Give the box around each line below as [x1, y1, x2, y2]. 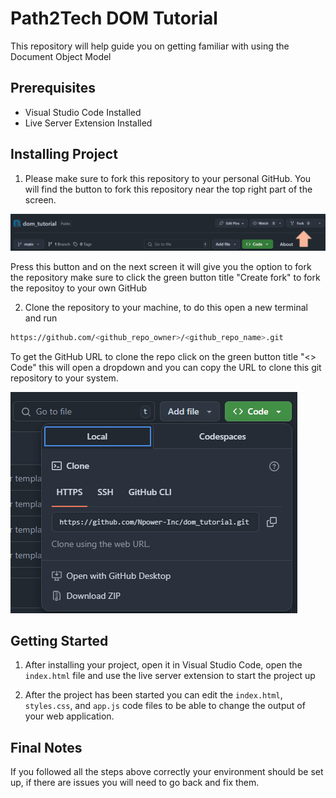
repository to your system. [10, 372, 119, 384]
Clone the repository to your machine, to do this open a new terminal [24, 301, 308, 313]
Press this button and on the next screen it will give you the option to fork [10, 260, 312, 272]
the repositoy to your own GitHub [10, 282, 148, 294]
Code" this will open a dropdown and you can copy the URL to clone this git [10, 361, 322, 373]
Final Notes [10, 739, 83, 756]
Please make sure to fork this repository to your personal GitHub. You [24, 172, 312, 184]
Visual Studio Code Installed [24, 106, 142, 118]
